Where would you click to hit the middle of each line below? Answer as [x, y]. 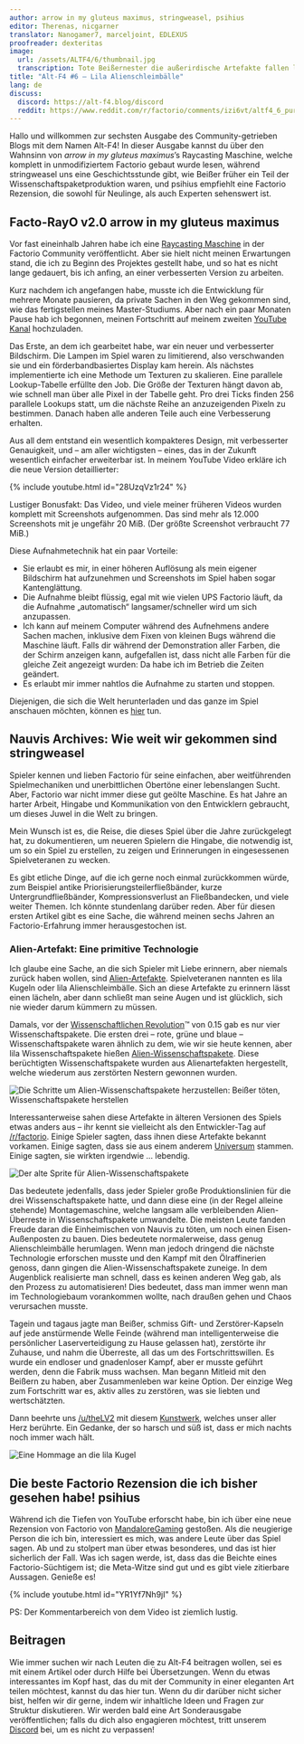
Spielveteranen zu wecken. [60, 859]
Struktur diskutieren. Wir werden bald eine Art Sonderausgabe [125, 1710]
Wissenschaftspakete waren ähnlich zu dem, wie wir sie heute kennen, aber [151, 1044]
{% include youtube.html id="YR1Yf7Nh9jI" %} [96, 1594]
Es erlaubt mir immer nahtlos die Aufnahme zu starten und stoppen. [149, 684]
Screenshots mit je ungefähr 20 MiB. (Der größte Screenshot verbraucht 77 [150, 524]
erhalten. [26, 423]
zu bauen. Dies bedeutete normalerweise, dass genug [162, 1239]
